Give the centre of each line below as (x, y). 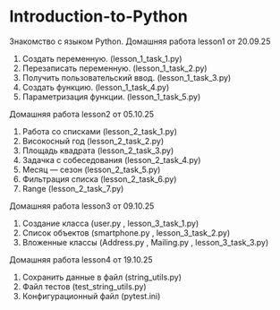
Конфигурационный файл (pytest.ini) (91, 296)
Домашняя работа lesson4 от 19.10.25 (81, 259)
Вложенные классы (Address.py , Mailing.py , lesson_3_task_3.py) (145, 242)
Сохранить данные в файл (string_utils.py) (102, 277)
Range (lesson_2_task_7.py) (73, 188)
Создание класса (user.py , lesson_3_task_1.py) (110, 223)
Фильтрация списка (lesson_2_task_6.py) (99, 179)
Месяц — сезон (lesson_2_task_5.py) (91, 169)
